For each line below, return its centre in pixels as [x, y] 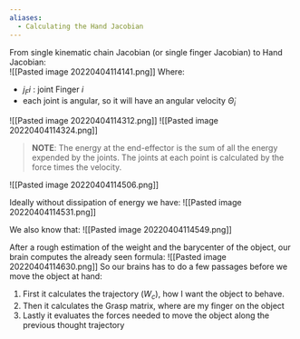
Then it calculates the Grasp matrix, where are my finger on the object [154, 305]
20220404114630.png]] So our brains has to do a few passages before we [149, 267]
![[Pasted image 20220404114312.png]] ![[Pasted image [114, 121]
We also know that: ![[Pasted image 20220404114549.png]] [121, 230]
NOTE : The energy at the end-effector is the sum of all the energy [155, 148]
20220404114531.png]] [53, 212]
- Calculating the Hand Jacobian [81, 26]
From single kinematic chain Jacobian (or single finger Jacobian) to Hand [146, 52]
